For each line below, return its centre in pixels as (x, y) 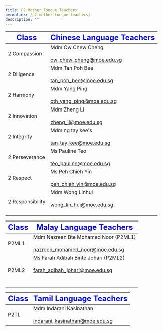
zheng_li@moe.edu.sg (76, 122)
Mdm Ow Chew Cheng (77, 47)
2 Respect (20, 178)
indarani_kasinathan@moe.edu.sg (73, 321)
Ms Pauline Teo (68, 151)
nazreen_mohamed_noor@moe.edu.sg (79, 250)
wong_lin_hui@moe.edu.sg (82, 205)
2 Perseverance (26, 157)
